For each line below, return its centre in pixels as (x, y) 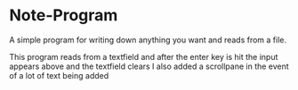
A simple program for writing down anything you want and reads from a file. (148, 40)
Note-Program (64, 15)
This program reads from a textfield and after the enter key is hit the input (144, 56)
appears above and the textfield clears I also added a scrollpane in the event (149, 66)
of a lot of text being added (59, 75)
